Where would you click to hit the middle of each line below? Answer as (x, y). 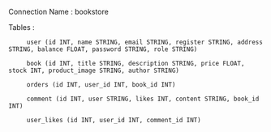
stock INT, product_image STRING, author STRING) (94, 70)
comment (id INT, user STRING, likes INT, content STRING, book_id (143, 99)
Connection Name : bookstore (59, 12)
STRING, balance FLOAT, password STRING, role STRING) (103, 49)
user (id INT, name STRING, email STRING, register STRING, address (145, 42)
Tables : (22, 27)
